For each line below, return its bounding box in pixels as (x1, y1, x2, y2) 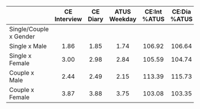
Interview (54, 15, 82, 23)
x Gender (9, 33, 35, 40)
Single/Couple (9, 25, 49, 33)
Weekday (109, 15, 137, 23)
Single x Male (9, 42, 47, 50)
